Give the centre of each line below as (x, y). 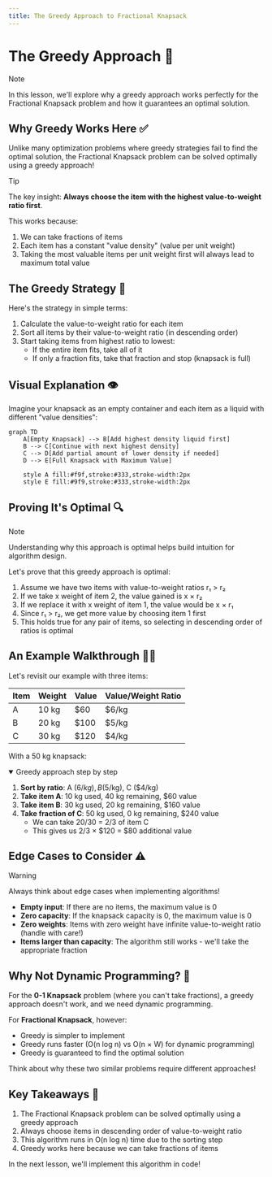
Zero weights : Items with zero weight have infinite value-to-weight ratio (140, 924)
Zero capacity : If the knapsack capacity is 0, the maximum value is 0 (136, 916)
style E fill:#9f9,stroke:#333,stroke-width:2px (107, 482)
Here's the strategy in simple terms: (68, 308)
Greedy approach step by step (67, 771)
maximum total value (55, 263)
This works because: (43, 221)
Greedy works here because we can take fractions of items (119, 1149)
